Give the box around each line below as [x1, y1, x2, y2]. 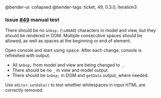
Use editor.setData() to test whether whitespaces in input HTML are [5, 82, 146, 88]
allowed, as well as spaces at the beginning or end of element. [5, 38, 132, 44]
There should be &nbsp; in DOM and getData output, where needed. [12, 73, 149, 78]
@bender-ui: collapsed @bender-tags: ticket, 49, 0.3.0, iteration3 [5, 4, 137, 10]
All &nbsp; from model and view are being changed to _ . [12, 62, 125, 68]
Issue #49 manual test [5, 16, 60, 23]
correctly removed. [5, 87, 44, 93]
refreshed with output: [5, 52, 51, 58]
